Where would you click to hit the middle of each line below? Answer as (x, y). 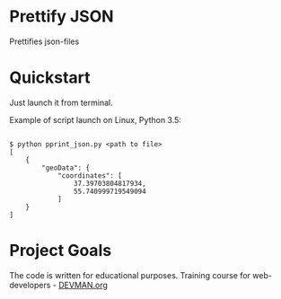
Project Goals (61, 251)
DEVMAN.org (83, 285)
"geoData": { (66, 168)
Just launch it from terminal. (61, 102)
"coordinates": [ (90, 176)
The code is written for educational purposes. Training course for (130, 275)
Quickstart (50, 78)
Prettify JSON (61, 17)
